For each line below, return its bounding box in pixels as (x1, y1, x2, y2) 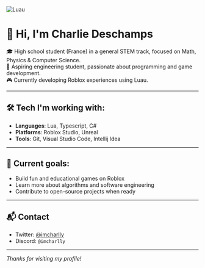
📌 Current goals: (6, 159, 70, 169)
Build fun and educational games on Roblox (15, 175, 125, 182)
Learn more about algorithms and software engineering (15, 181, 154, 189)
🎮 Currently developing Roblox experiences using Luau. (6, 76, 148, 84)
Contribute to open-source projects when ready (15, 187, 136, 195)
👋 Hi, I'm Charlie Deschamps (6, 27, 154, 41)
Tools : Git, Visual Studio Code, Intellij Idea (15, 135, 121, 142)
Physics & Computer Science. (6, 56, 81, 63)
